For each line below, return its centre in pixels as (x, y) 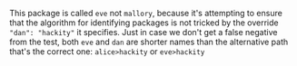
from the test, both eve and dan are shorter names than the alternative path (149, 42)
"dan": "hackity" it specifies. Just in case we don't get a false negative (144, 32)
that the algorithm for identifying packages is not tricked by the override (144, 23)
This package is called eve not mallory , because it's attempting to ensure (146, 13)
